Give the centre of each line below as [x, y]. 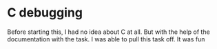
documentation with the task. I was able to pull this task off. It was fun [106, 39]
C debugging [45, 13]
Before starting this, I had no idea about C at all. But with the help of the [108, 32]
